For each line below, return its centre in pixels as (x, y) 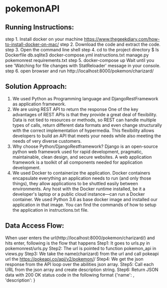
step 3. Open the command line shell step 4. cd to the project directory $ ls (82, 50)
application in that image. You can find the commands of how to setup (84, 205)
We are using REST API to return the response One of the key (75, 109)
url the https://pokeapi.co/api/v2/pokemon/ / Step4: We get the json (74, 259)
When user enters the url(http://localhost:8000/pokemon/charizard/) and (80, 238)
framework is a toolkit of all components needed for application (78, 162)
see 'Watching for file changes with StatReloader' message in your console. (83, 66)
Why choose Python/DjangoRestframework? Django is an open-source (85, 146)
